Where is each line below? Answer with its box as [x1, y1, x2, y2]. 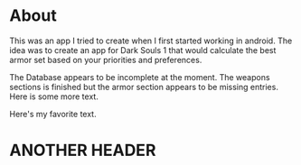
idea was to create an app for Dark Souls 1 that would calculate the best [9, 44, 277, 55]
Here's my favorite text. [9, 108, 97, 119]
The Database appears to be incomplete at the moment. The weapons [9, 71, 270, 82]
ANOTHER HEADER [9, 141, 156, 160]
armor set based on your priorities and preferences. [9, 54, 202, 65]
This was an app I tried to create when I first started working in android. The [9, 35, 293, 46]
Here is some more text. [9, 91, 99, 102]
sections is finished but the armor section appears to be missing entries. [9, 81, 278, 92]
